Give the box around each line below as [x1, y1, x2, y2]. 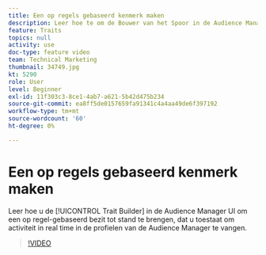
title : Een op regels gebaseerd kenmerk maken [8, 11, 165, 20]
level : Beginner [8, 85, 62, 93]
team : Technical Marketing [8, 56, 97, 64]
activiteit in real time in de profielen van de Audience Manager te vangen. [8, 223, 247, 232]
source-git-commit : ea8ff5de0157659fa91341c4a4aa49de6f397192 [8, 100, 218, 108]
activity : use [8, 41, 55, 49]
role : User [8, 78, 44, 86]
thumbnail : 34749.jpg [8, 63, 80, 71]
